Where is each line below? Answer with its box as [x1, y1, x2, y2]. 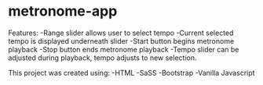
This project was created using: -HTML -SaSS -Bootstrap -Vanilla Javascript [8, 68, 255, 77]
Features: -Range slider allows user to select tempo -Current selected [8, 28, 234, 37]
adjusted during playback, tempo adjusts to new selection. [8, 53, 197, 62]
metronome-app [8, 2, 118, 20]
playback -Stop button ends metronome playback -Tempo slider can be [8, 44, 239, 54]
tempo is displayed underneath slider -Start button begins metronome [8, 36, 235, 45]
